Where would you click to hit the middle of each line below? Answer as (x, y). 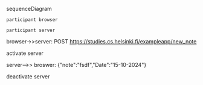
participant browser (32, 20)
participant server (31, 30)
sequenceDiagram (29, 9)
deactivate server (28, 77)
